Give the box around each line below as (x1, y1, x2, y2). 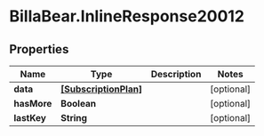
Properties (9, 42, 69, 57)
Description (150, 68, 202, 80)
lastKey (13, 112, 47, 124)
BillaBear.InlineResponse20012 (9, 6, 244, 27)
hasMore (13, 98, 52, 109)
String (60, 112, 87, 124)
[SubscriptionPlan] (60, 83, 142, 95)
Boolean (60, 98, 97, 109)
